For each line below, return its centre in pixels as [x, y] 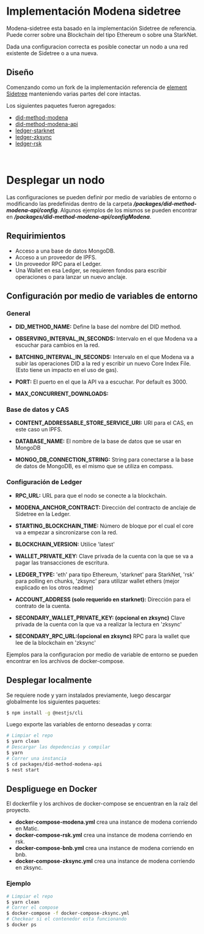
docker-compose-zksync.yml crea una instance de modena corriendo [105, 861]
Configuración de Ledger [44, 482]
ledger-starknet [35, 131]
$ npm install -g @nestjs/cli [45, 713]
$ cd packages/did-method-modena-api [54, 764]
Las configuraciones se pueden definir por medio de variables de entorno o [101, 197]
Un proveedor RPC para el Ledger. [58, 264]
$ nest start [23, 770]
